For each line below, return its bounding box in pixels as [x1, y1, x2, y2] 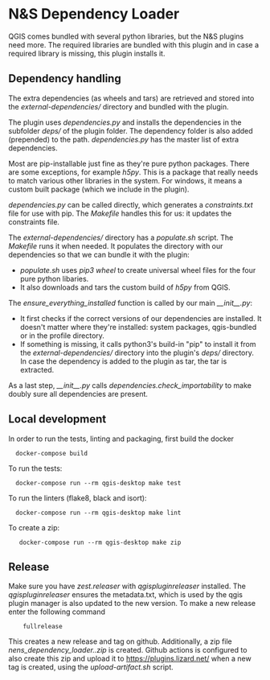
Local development [8, 412, 107, 427]
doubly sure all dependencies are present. [8, 389, 149, 398]
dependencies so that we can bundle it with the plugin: [8, 249, 190, 259]
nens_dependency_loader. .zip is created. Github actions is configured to [8, 645, 247, 655]
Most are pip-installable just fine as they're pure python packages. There [8, 159, 250, 168]
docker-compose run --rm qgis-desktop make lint [15, 509, 182, 517]
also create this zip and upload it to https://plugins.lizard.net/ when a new [8, 653, 252, 664]
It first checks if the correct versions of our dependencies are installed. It [19, 313, 262, 323]
